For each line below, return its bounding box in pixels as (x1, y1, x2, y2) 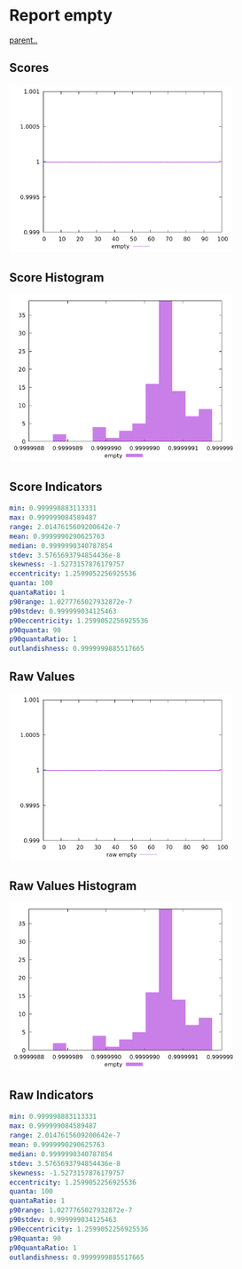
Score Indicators (9, 479, 103, 494)
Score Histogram (9, 270, 105, 285)
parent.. (9, 35, 38, 45)
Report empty (9, 5, 113, 26)
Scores (9, 60, 50, 75)
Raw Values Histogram (9, 878, 137, 893)
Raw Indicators (9, 1087, 95, 1102)
